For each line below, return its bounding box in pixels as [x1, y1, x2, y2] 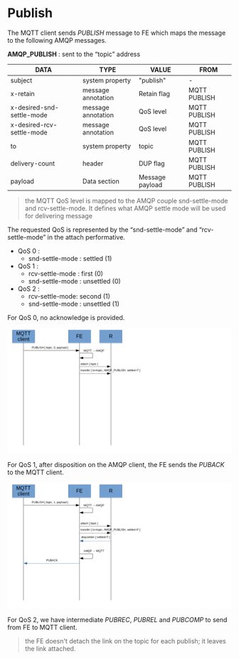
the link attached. [24, 644, 76, 653]
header [83, 159, 104, 168]
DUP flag [138, 159, 165, 168]
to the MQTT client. [7, 468, 64, 477]
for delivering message [24, 211, 92, 220]
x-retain [10, 90, 36, 98]
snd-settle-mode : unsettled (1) [28, 299, 119, 308]
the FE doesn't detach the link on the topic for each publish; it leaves [24, 636, 226, 645]
